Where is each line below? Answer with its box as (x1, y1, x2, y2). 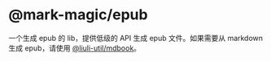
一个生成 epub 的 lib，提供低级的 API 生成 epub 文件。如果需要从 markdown (8, 33, 263, 43)
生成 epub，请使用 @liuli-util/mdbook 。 (8, 43, 141, 53)
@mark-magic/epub (8, 6, 148, 24)
